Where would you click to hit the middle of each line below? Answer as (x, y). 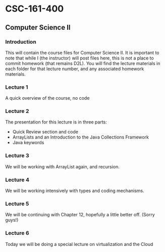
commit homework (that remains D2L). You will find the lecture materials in (83, 63)
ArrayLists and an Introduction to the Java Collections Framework (80, 137)
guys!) (12, 220)
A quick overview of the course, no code (47, 98)
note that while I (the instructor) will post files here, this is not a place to (79, 58)
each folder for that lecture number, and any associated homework (75, 69)
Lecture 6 (17, 233)
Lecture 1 (17, 87)
